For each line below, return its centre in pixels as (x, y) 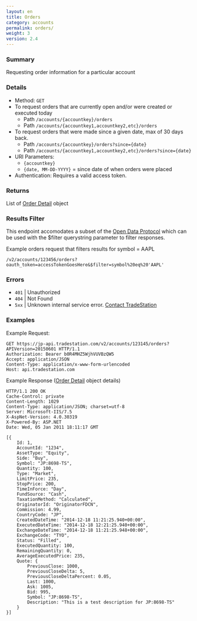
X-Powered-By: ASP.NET (34, 422)
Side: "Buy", (33, 458)
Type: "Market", (37, 473)
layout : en (19, 11)
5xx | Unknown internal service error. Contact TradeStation (86, 305)
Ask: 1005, (41, 587)
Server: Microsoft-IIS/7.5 (39, 412)
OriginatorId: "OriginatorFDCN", (58, 504)
